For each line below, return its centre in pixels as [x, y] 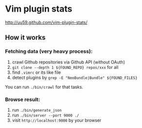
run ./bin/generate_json [37, 110]
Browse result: [23, 99]
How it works [25, 38]
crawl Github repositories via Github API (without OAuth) [69, 62]
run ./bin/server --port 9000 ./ [45, 115]
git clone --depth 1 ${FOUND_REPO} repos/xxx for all [65, 67]
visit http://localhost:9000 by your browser [57, 120]
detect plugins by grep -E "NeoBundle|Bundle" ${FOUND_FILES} [75, 77]
